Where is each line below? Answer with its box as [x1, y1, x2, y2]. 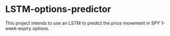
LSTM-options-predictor [5, 3, 112, 15]
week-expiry [5, 25, 31, 31]
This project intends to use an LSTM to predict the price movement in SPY [5, 20, 160, 26]
